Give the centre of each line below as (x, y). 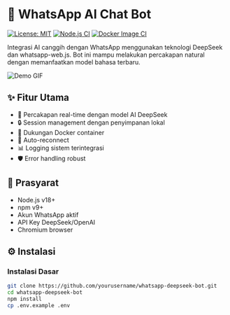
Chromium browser (45, 230)
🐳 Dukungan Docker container (61, 132)
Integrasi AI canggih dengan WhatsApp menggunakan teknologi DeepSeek (115, 47)
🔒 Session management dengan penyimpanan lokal (91, 122)
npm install (24, 299)
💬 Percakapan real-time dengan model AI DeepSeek (92, 114)
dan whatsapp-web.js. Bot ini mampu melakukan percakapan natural (106, 55)
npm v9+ (30, 207)
